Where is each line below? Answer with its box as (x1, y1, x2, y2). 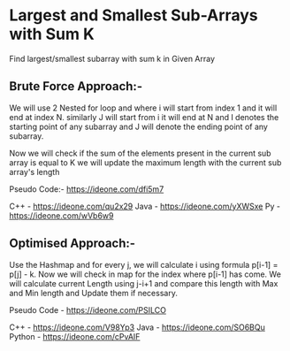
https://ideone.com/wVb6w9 (9, 210, 114, 221)
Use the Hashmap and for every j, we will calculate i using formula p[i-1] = (9, 259, 279, 270)
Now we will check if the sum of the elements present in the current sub (9, 148, 271, 158)
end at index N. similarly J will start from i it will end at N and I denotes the (9, 111, 279, 122)
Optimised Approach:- (9, 236, 135, 251)
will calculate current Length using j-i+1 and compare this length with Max (9, 278, 279, 288)
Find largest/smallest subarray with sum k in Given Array (9, 53, 215, 64)
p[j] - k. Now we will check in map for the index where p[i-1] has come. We (9, 269, 281, 279)
